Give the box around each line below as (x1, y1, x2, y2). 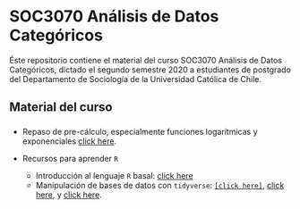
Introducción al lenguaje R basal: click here (35, 171, 194, 181)
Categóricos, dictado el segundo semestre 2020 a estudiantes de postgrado (9, 64, 291, 75)
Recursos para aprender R (21, 154, 119, 164)
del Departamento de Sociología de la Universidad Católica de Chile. (9, 73, 262, 84)
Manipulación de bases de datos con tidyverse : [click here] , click (35, 180, 285, 191)
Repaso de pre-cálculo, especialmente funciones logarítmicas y (21, 127, 258, 138)
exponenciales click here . (21, 136, 117, 146)
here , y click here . (35, 189, 103, 200)
